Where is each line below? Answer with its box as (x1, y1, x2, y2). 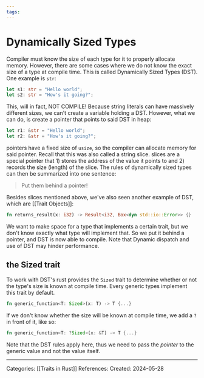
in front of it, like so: (6, 318, 56, 325)
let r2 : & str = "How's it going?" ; (6, 133, 97, 140)
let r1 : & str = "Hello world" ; (6, 128, 86, 134)
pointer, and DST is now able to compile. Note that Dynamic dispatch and (6, 235, 189, 243)
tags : (6, 9, 20, 15)
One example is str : (6, 74, 56, 82)
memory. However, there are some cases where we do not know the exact (6, 61, 192, 69)
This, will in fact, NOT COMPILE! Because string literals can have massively (6, 103, 194, 110)
